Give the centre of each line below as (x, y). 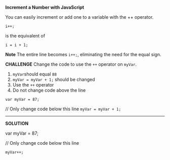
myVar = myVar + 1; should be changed (54, 79)
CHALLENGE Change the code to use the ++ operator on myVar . (71, 64)
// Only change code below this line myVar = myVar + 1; (63, 109)
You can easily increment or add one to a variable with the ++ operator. (79, 17)
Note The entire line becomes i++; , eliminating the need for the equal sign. (83, 54)
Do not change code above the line (49, 90)
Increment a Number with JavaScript (45, 7)
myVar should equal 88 (35, 74)
